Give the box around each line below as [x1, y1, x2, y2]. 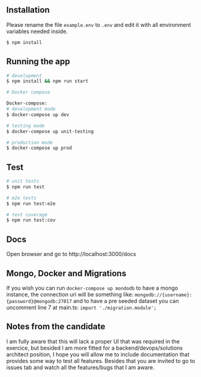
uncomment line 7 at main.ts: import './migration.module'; [6, 304, 157, 311]
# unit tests [6, 178, 40, 185]
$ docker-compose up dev [6, 111, 69, 118]
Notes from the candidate [6, 321, 105, 332]
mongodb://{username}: [135, 291, 192, 298]
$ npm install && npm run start [6, 78, 88, 84]
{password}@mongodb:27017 [6, 298, 72, 304]
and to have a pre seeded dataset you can [72, 297, 179, 304]
